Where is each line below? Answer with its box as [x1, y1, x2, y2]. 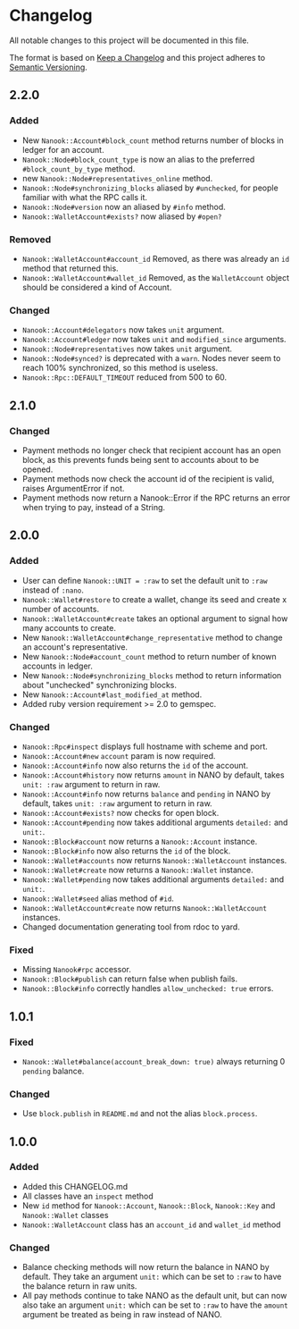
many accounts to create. [21, 622, 116, 633]
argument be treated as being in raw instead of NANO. [21, 1309, 223, 1320]
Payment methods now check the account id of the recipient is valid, [21, 473, 275, 484]
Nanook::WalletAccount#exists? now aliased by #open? [21, 211, 222, 222]
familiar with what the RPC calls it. [21, 191, 148, 202]
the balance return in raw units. [21, 1281, 137, 1291]
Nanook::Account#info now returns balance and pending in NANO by [21, 788, 270, 799]
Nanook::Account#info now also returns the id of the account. [21, 760, 248, 770]
